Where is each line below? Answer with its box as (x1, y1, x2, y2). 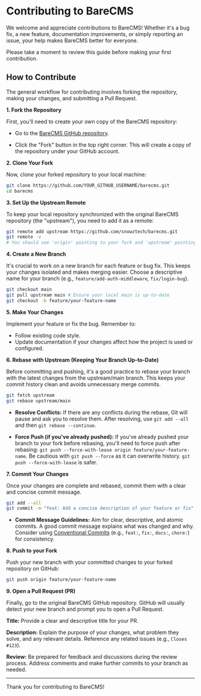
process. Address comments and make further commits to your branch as (6, 659, 188, 667)
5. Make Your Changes (6, 308, 64, 316)
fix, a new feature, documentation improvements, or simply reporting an (6, 30, 184, 37)
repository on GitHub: (6, 565, 60, 572)
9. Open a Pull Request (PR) (6, 587, 76, 595)
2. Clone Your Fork (6, 159, 53, 166)
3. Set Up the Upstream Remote (6, 199, 86, 206)
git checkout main (6, 286, 52, 292)
